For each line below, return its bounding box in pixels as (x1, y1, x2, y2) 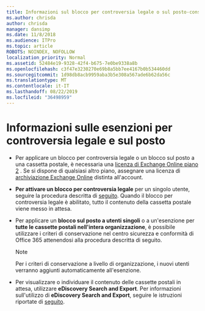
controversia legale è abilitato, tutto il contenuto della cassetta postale (15, 198, 192, 206)
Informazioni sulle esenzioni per (6, 121, 173, 135)
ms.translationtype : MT (6, 77, 67, 83)
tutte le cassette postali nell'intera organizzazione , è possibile (15, 223, 176, 230)
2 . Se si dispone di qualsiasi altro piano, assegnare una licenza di (15, 167, 181, 174)
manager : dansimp (6, 26, 51, 32)
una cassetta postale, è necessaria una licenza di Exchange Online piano (15, 160, 198, 168)
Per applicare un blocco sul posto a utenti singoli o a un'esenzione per (15, 217, 195, 224)
